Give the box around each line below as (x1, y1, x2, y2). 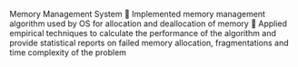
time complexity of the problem (9, 47, 127, 58)
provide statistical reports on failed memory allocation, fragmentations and (9, 37, 289, 48)
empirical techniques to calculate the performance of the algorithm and (9, 28, 277, 38)
